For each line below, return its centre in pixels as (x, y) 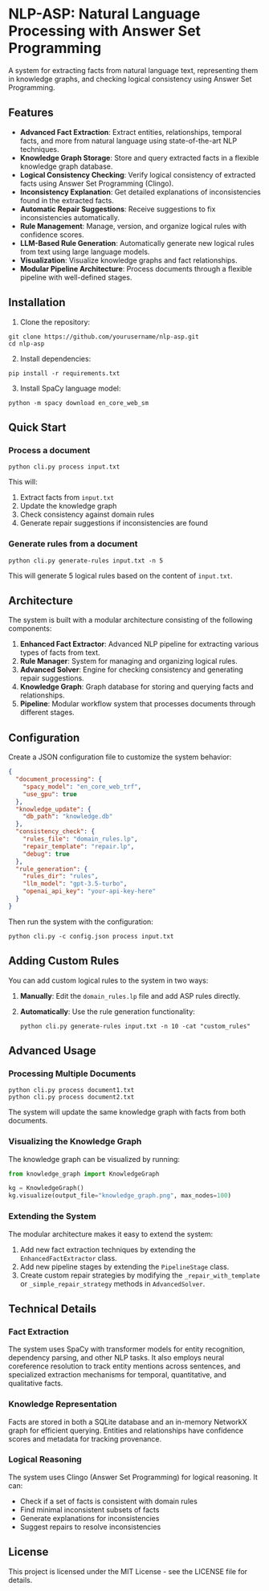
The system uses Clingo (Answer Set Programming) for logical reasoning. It (133, 1477)
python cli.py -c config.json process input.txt (91, 936)
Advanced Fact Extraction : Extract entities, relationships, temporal (131, 132)
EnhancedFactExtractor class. (69, 1258)
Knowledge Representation (63, 1405)
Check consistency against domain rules (87, 514)
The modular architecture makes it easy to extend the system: (111, 1233)
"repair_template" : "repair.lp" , (79, 846)
